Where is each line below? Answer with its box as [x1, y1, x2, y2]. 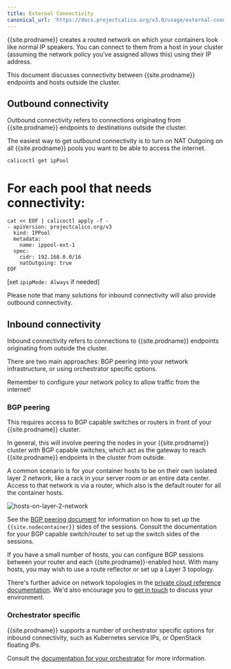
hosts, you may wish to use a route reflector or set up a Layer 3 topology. [7, 565, 214, 573]
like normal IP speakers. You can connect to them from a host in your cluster [7, 43, 223, 51]
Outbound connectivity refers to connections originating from [7, 116, 181, 125]
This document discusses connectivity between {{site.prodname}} [7, 70, 195, 79]
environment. [7, 593, 45, 602]
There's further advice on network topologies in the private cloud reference [7, 579, 221, 587]
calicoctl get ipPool [7, 158, 69, 164]
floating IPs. [7, 641, 41, 649]
